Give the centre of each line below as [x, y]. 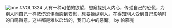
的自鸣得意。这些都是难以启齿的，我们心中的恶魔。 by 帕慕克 [70, 20]
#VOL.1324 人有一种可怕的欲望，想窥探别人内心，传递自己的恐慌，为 [92, 8]
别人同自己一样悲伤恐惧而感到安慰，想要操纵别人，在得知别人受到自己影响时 [86, 14]
